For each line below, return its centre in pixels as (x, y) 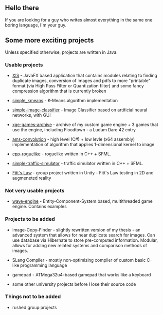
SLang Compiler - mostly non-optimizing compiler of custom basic (79, 260)
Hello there (22, 8)
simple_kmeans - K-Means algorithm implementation (65, 100)
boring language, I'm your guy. (36, 25)
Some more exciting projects (49, 40)
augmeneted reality (32, 178)
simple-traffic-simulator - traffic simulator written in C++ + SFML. (78, 163)
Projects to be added (30, 219)
